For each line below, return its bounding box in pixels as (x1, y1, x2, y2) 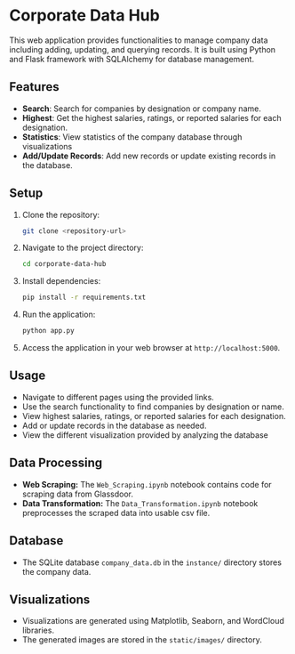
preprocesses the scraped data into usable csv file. (21, 507, 211, 518)
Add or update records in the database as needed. (21, 420, 207, 431)
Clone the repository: (21, 209, 100, 220)
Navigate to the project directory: (21, 242, 144, 254)
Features (9, 79, 60, 94)
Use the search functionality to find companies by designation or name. (21, 401, 284, 412)
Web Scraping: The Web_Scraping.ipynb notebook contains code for (21, 479, 273, 489)
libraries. (21, 625, 55, 636)
